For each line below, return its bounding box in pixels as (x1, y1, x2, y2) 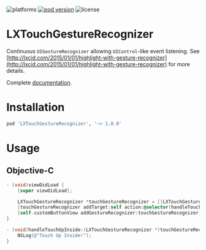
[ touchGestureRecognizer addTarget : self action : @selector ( (17, 204, 172, 211)
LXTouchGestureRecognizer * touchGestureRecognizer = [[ (17, 199, 164, 205)
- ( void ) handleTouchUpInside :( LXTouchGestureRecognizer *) (6, 227, 161, 233)
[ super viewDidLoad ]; (17, 187, 72, 194)
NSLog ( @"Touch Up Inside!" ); (17, 232, 92, 238)
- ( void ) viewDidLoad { (6, 181, 64, 188)
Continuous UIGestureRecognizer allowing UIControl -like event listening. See (6, 47, 200, 55)
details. (6, 67, 25, 74)
